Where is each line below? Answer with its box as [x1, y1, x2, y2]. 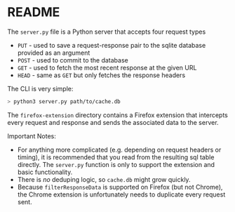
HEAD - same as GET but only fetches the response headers [17, 71, 186, 79]
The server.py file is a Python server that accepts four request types [7, 27, 206, 36]
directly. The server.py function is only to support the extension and [17, 160, 215, 168]
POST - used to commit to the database [17, 55, 128, 64]
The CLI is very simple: [7, 84, 74, 93]
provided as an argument [17, 48, 90, 57]
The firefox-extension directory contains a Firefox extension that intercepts [7, 110, 228, 119]
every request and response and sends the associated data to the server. [7, 118, 219, 126]
